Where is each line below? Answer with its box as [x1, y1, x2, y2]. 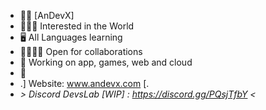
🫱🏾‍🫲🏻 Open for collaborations [19, 46, 143, 57]
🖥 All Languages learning [19, 31, 123, 43]
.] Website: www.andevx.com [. [19, 78, 150, 89]
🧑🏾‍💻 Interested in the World [19, 20, 135, 32]
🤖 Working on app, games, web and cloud [19, 56, 193, 68]
